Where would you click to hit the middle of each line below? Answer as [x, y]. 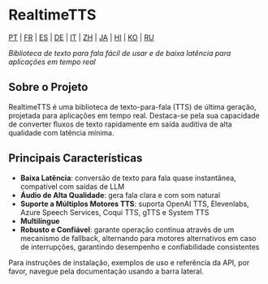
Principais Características [76, 159]
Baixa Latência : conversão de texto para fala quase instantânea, [128, 178]
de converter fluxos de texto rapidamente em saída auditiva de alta [121, 124]
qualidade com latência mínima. [61, 132]
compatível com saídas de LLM [72, 186]
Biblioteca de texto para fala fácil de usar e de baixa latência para [120, 53]
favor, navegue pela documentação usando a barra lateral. [106, 271]
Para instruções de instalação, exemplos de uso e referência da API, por [129, 262]
